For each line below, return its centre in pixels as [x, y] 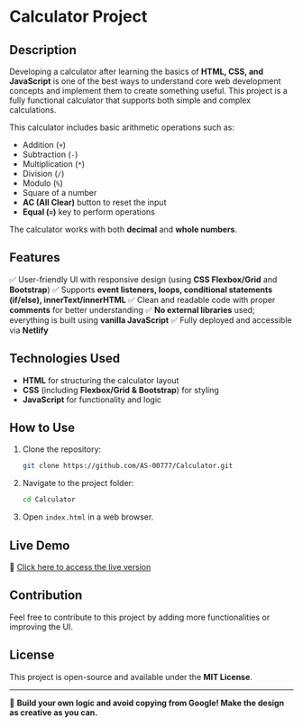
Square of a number [60, 193]
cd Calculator [49, 500]
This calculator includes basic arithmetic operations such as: [122, 127]
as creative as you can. [54, 712]
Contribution [46, 596]
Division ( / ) [43, 174]
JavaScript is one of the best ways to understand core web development [145, 81]
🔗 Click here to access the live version [80, 567]
